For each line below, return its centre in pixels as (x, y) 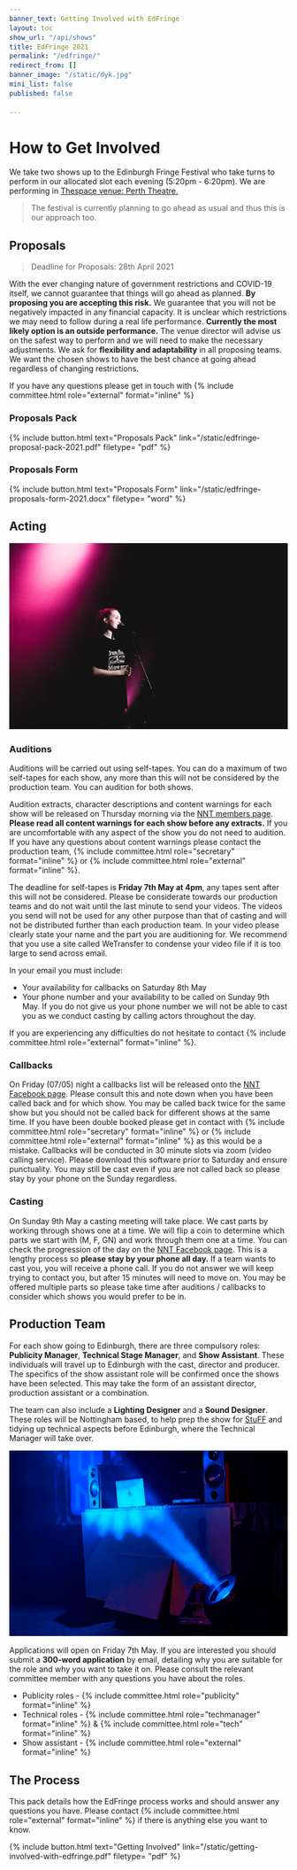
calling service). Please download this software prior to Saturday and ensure (148, 1160)
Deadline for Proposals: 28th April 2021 (102, 267)
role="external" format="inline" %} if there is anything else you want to (138, 1820)
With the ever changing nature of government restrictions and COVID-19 (141, 284)
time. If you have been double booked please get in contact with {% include (147, 1122)
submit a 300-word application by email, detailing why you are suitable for (146, 1660)
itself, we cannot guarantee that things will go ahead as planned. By (133, 293)
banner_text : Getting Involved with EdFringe (94, 19)
